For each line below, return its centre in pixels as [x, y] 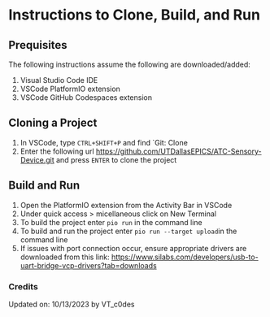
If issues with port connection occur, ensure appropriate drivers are [133, 248]
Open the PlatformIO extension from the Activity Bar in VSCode [126, 205]
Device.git [37, 159]
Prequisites [38, 45]
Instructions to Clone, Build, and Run [134, 15]
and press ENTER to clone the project [116, 159]
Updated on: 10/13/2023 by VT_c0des [72, 304]
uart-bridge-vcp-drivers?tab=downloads [88, 265]
